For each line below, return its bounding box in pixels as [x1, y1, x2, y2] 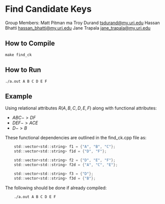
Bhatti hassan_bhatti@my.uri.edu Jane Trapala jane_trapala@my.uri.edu [5, 25, 151, 31]
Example [5, 92, 33, 101]
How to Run [5, 66, 41, 74]
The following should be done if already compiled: [5, 185, 107, 191]
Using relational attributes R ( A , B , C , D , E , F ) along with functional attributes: [5, 105, 157, 111]
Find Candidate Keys [5, 3, 92, 15]
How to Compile [5, 39, 55, 48]
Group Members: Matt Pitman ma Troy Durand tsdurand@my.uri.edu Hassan [5, 20, 160, 26]
